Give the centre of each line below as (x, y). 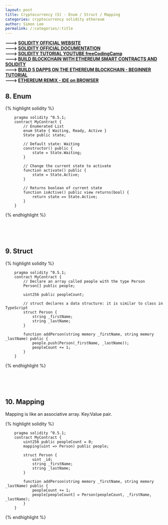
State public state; (45, 135)
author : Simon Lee (24, 24)
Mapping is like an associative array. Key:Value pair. (59, 414)
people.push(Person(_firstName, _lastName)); (80, 343)
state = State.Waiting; (57, 153)
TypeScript (17, 308)
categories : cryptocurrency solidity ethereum (55, 19)
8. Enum (18, 96)
